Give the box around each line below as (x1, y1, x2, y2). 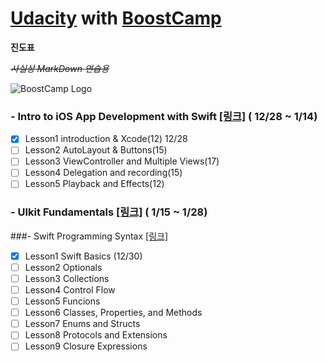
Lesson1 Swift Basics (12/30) (24, 250, 143, 262)
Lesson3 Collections (24, 272, 110, 284)
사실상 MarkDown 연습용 (10, 62, 110, 74)
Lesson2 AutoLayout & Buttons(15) (24, 144, 168, 156)
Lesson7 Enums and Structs (24, 318, 141, 330)
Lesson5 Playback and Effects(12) (24, 178, 165, 190)
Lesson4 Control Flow (24, 284, 116, 296)
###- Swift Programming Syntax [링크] (10, 230, 169, 242)
